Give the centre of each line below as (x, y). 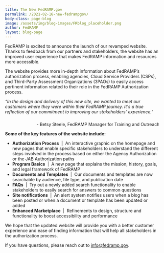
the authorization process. (32, 236)
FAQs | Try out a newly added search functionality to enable (74, 185)
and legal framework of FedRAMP (46, 169)
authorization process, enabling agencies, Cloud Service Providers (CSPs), (81, 76)
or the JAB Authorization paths (43, 159)
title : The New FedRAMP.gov (34, 10)
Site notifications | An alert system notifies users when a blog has (80, 195)
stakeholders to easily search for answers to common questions (77, 190)
